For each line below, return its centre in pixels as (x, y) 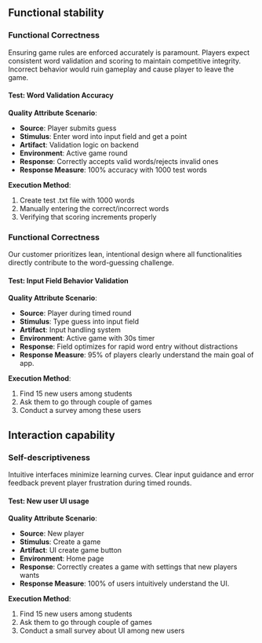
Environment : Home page (62, 559)
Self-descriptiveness (49, 457)
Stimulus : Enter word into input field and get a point (103, 136)
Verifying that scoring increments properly (88, 217)
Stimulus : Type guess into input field (79, 322)
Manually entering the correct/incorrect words (94, 208)
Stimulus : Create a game (60, 542)
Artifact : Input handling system (70, 330)
